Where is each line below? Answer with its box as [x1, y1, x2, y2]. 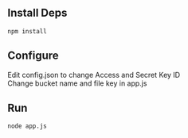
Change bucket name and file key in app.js [7, 79, 147, 88]
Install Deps [7, 6, 68, 20]
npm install [7, 27, 47, 35]
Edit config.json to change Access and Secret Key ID [7, 70, 181, 79]
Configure [7, 49, 59, 63]
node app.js [7, 122, 47, 130]
